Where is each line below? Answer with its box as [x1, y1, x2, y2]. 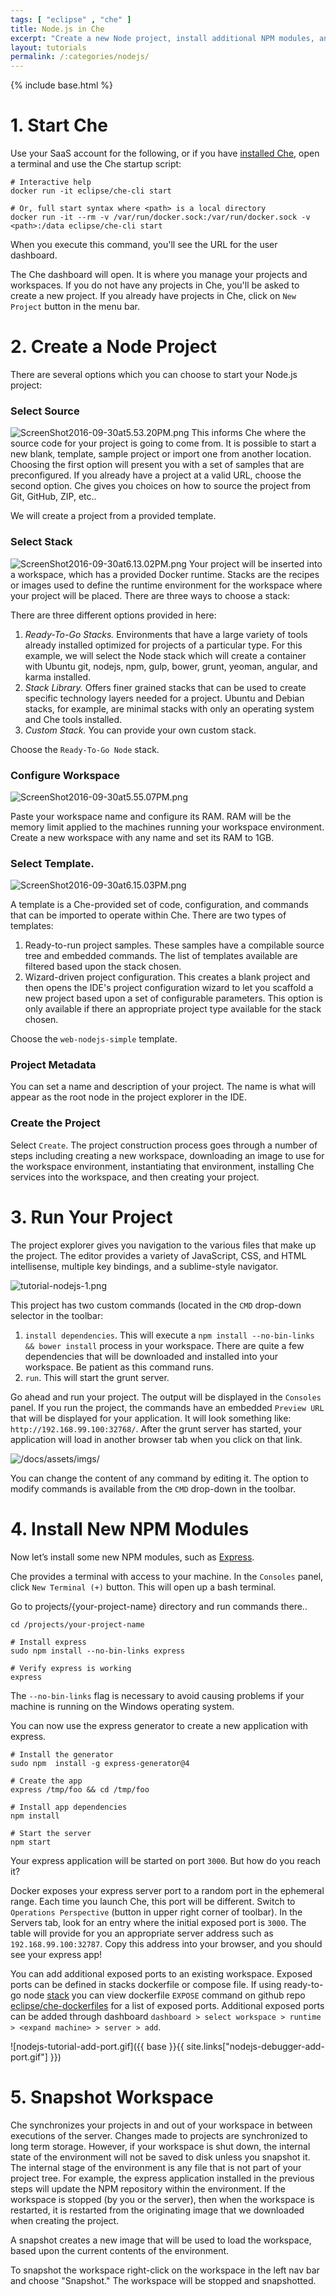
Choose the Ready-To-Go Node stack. [10, 743, 160, 755]
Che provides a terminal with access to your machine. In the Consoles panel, [10, 1570, 324, 1582]
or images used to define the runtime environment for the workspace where [10, 579, 323, 591]
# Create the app [10, 1776, 83, 1786]
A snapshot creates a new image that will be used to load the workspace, [10, 2234, 312, 2246]
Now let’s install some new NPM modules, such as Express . [10, 1551, 255, 1563]
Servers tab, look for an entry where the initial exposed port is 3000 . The [10, 1916, 307, 1928]
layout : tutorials [10, 42, 87, 53]
